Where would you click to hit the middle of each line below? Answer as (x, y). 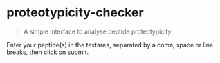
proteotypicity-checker (75, 13)
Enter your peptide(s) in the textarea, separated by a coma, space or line (110, 45)
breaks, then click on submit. (48, 52)
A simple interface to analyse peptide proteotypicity (97, 32)
